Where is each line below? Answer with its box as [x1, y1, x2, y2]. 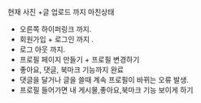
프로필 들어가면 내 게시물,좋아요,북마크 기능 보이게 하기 [19, 85, 194, 95]
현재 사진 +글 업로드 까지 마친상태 [7, 7, 115, 16]
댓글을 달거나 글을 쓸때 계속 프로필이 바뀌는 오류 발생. [19, 75, 189, 84]
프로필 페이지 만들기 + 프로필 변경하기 [19, 55, 140, 64]
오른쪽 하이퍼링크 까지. [19, 24, 92, 34]
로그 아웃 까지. [19, 45, 66, 54]
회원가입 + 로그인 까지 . [19, 35, 94, 44]
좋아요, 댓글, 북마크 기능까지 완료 [19, 65, 124, 75]
